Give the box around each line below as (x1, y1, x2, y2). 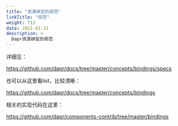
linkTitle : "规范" (6, 14, 50, 20)
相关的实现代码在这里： (6, 101, 63, 108)
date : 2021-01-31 (6, 25, 49, 31)
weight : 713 (6, 20, 35, 25)
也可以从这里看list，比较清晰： (6, 77, 81, 84)
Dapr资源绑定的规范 (11, 36, 53, 42)
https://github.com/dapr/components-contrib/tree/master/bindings (6, 113, 169, 120)
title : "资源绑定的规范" (6, 8, 61, 15)
